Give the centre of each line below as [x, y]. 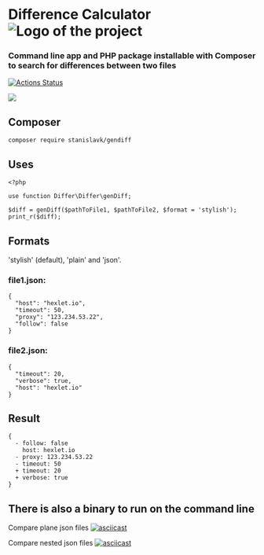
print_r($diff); [35, 217]
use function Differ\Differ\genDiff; [70, 197]
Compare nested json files [51, 543]
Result [24, 418]
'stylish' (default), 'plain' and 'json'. [65, 259]
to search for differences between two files [92, 66]
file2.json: [28, 351]
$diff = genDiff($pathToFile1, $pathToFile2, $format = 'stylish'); [123, 210]
